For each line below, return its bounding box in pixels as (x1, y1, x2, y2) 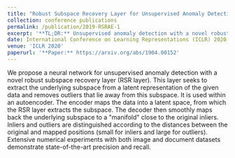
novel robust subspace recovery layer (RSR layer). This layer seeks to (7, 76, 208, 84)
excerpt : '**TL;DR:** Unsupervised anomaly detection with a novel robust (7, 29, 230, 37)
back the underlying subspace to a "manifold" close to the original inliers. (7, 113, 219, 121)
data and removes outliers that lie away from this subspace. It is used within (7, 90, 226, 99)
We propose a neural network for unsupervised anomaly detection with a (7, 68, 218, 77)
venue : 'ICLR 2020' (7, 43, 64, 50)
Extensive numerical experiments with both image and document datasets (7, 135, 221, 143)
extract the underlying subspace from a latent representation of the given (7, 83, 219, 92)
